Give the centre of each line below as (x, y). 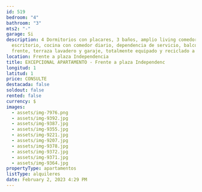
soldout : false (25, 90)
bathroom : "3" (24, 23)
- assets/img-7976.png (40, 113)
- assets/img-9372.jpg (40, 152)
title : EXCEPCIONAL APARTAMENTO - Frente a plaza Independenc (86, 62)
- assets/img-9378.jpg (40, 146)
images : (16, 107)
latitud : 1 (20, 73)
